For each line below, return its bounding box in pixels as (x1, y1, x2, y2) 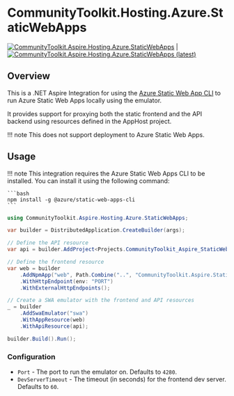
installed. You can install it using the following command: (7, 176, 170, 185)
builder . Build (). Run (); (7, 335, 77, 342)
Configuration (7, 351, 56, 361)
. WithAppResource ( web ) (19, 317, 86, 324)
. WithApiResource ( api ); (19, 322, 89, 330)
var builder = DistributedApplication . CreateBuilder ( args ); (7, 227, 186, 234)
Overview (7, 70, 51, 82)
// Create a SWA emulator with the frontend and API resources (7, 297, 195, 304)
